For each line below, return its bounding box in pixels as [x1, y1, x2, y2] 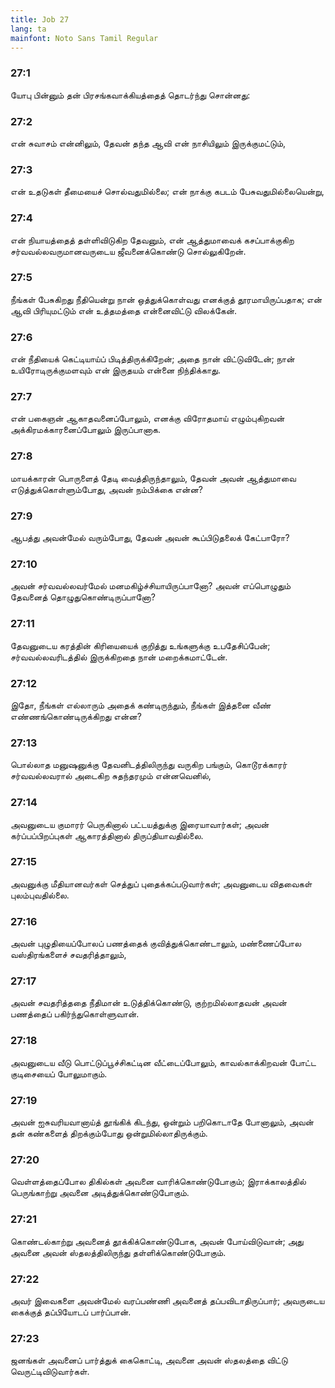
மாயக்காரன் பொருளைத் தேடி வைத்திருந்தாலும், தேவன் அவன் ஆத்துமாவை [10, 472, 297, 484]
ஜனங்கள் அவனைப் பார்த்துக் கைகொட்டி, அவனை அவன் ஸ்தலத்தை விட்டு [10, 1354, 288, 1366]
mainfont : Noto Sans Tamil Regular [10, 33, 159, 43]
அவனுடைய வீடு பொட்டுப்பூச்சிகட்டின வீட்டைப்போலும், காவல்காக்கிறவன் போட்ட [10, 1056, 317, 1068]
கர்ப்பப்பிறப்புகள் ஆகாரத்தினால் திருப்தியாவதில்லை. [10, 829, 204, 841]
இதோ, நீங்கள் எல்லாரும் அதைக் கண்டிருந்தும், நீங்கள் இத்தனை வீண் [10, 699, 272, 711]
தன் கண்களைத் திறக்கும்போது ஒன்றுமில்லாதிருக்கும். [10, 1127, 208, 1140]
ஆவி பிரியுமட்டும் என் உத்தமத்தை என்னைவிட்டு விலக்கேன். [10, 304, 238, 316]
